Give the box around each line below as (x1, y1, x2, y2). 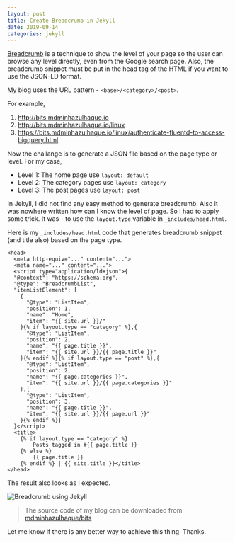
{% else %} (20, 447, 52, 455)
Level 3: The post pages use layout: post (17, 185, 140, 195)
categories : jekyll (7, 30, 65, 38)
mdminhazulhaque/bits (24, 514, 92, 522)
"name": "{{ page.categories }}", (25, 373, 129, 381)
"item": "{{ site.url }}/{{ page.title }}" (25, 348, 157, 356)
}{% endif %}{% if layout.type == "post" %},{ (20, 355, 160, 362)
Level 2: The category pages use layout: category (17, 178, 166, 187)
